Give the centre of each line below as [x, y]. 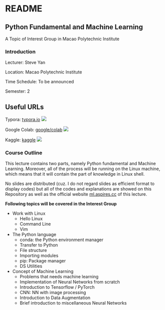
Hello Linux [31, 219]
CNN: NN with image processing [53, 293]
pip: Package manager [43, 261]
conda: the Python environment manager [61, 240]
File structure [33, 250]
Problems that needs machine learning [59, 277]
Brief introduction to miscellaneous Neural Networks [73, 303]
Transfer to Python [39, 245]
